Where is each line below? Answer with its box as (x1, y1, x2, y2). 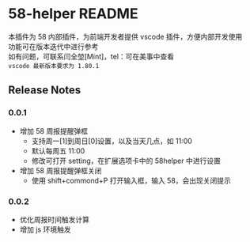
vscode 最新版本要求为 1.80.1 (8, 62, 100, 70)
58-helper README (8, 5, 138, 23)
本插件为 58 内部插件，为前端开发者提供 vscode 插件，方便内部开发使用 (8, 32, 243, 41)
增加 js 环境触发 (19, 225, 71, 234)
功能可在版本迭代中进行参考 (8, 41, 99, 51)
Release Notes (8, 84, 81, 97)
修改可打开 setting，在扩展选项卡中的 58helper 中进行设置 (31, 156, 222, 165)
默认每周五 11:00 (31, 146, 85, 155)
